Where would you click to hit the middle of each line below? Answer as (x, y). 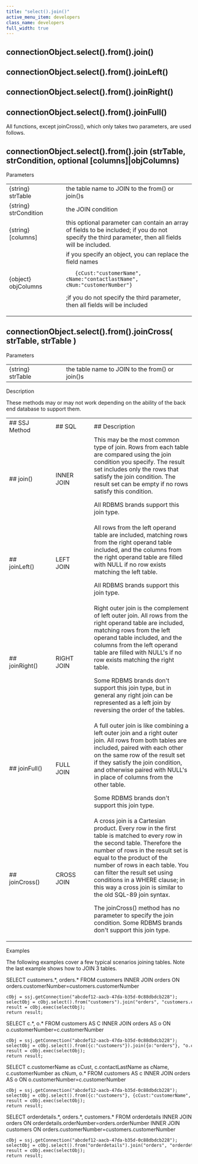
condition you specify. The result (139, 461)
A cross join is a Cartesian (130, 821)
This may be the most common (137, 440)
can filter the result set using (133, 872)
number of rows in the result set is (141, 850)
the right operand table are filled (138, 557)
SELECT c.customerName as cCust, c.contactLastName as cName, (88, 1067)
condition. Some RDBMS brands (138, 922)
